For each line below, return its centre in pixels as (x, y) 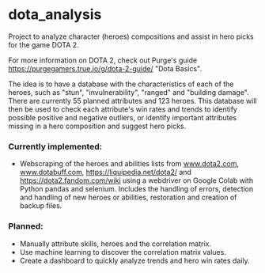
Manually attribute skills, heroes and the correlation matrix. (115, 244)
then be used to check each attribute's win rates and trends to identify (123, 109)
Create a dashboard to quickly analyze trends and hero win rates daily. (135, 260)
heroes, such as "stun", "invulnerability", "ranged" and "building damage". (129, 92)
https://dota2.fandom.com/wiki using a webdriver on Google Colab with (136, 180)
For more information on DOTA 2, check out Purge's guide (103, 60)
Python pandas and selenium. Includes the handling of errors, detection (136, 189)
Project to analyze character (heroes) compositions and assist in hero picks (131, 36)
